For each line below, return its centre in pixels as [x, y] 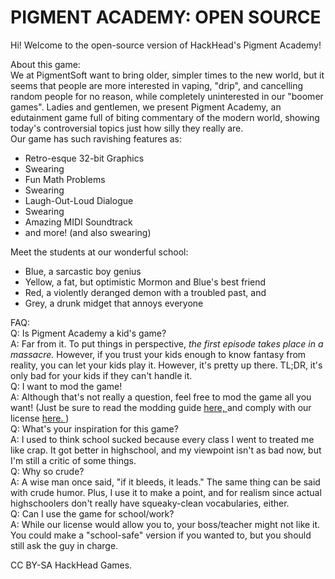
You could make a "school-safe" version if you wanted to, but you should [161, 535]
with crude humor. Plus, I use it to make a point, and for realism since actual [166, 492]
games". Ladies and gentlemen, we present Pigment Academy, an [146, 107]
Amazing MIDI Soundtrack [78, 222]
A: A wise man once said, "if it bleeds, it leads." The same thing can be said [165, 482]
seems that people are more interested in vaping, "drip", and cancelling [157, 85]
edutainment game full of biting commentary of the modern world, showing [165, 117]
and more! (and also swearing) [88, 232]
